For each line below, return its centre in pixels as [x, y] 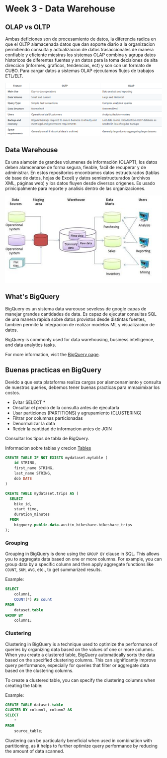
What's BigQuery [32, 297]
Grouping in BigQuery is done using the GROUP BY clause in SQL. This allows [83, 554]
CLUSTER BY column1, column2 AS [39, 710]
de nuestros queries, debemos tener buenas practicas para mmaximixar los [83, 387]
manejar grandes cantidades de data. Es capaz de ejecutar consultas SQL [81, 314]
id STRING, [25, 463]
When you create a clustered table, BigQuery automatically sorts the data [80, 655]
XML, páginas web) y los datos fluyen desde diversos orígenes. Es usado [80, 183]
